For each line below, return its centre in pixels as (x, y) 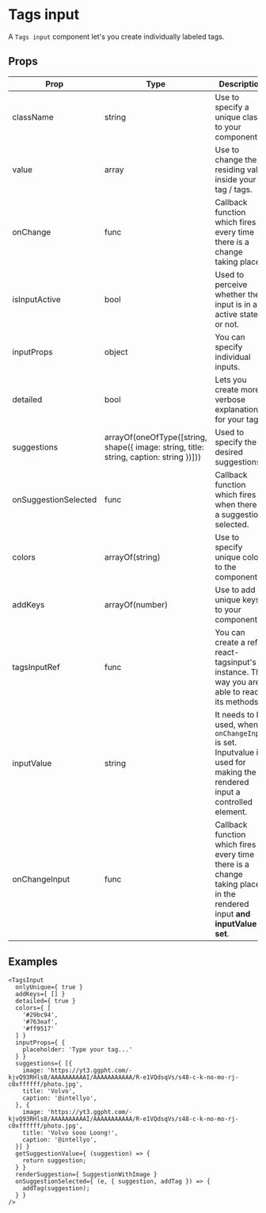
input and (233, 913)
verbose (230, 400)
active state (237, 314)
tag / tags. (234, 189)
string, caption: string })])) (153, 457)
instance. (232, 672)
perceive (231, 285)
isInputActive (36, 299)
